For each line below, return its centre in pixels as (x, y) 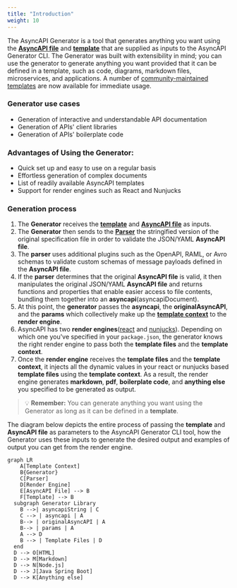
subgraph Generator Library (55, 504)
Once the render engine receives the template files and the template (119, 359)
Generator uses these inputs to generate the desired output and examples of (119, 440)
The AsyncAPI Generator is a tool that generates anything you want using (114, 40)
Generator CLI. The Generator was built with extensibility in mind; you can (115, 55)
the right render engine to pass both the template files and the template (123, 344)
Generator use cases (44, 104)
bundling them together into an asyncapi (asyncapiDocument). (108, 299)
